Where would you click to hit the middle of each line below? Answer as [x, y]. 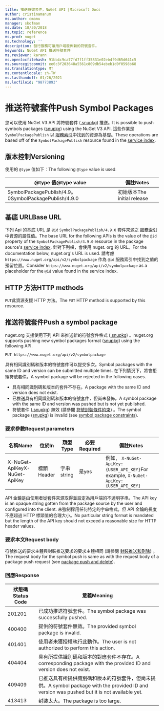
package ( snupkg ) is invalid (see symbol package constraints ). [75, 415]
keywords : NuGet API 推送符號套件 [38, 50]
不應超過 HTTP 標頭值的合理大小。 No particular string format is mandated [79, 516]
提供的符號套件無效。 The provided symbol [87, 626]
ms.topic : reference [26, 32]
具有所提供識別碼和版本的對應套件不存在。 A [89, 657]
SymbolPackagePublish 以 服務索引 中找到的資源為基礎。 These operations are [82, 134]
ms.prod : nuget [20, 37]
